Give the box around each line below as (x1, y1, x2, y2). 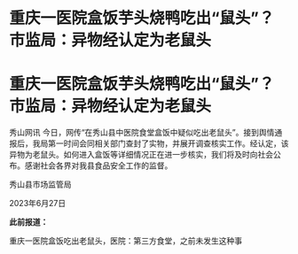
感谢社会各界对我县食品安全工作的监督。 (24, 160, 173, 171)
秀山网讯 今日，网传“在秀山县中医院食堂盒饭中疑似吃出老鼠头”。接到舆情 (9, 127, 275, 138)
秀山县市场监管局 (9, 179, 72, 190)
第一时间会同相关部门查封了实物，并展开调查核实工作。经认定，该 (47, 138, 289, 149)
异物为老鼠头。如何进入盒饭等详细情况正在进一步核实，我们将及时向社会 (9, 150, 273, 160)
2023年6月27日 (9, 198, 67, 209)
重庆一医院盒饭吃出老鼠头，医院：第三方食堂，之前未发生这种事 (9, 235, 242, 246)
